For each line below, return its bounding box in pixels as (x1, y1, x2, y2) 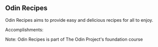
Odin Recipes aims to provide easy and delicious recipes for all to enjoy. (5, 17, 153, 23)
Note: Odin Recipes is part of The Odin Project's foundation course (5, 36, 143, 42)
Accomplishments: (5, 27, 43, 33)
